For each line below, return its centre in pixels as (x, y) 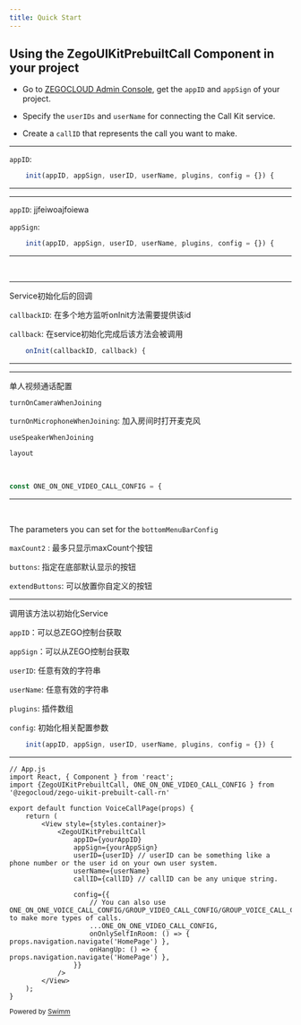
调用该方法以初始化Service (59, 613)
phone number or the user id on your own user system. (114, 863)
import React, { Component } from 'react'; (92, 777)
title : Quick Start (46, 17)
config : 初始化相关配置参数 (59, 728)
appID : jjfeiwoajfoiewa (49, 210)
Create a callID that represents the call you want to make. (129, 134)
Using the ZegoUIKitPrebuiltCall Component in (142, 54)
